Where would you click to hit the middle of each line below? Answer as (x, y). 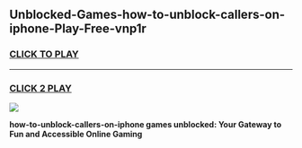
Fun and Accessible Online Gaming (76, 134)
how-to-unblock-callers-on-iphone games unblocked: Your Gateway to (146, 124)
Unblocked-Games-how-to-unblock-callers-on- (147, 15)
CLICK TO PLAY (44, 55)
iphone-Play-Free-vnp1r (78, 29)
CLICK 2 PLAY (40, 88)
